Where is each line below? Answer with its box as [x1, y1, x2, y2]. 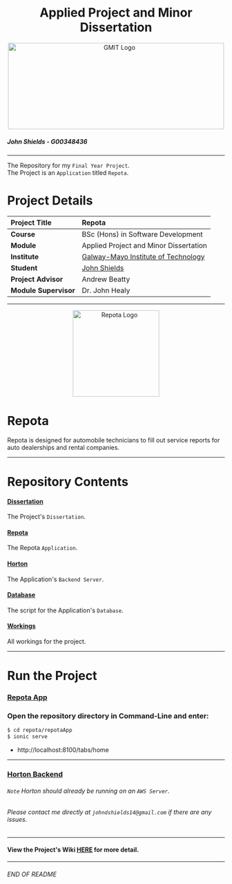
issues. [7, 816, 28, 824]
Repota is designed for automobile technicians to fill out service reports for [7, 435, 220, 444]
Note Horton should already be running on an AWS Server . [7, 787, 171, 795]
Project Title [10, 218, 52, 227]
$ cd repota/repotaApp [7, 727, 72, 734]
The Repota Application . [7, 544, 78, 552]
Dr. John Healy [81, 285, 130, 295]
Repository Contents [7, 473, 129, 489]
